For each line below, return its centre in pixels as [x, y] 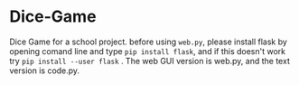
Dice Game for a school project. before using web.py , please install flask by [148, 42]
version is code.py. [44, 71]
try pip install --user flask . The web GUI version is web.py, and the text [150, 61]
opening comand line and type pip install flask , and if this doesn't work [148, 51]
